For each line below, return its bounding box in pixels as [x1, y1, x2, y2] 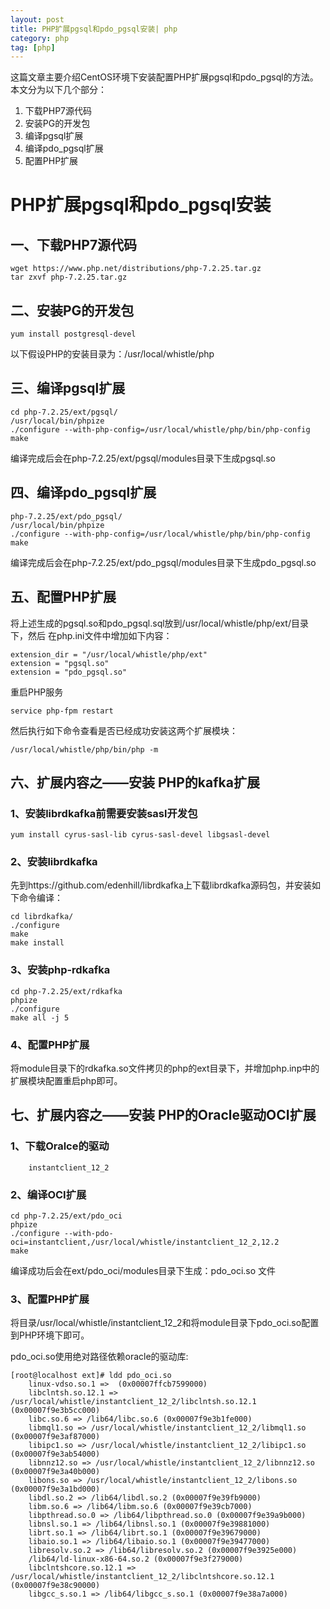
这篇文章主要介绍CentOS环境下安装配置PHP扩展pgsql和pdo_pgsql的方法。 [10, 71, 319, 83]
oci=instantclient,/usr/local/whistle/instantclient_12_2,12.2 [10, 1237, 280, 1248]
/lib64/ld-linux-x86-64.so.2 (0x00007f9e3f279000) [28, 1554, 244, 1565]
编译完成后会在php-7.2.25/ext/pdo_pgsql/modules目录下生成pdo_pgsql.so [10, 556, 317, 568]
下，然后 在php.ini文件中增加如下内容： [10, 629, 173, 641]
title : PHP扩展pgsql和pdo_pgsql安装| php [10, 24, 178, 34]
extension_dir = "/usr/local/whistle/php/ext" [10, 649, 208, 660]
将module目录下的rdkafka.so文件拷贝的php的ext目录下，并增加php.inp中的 [10, 1062, 320, 1075]
